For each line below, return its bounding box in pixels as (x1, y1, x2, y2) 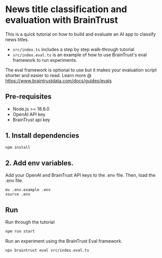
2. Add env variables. (5, 159, 74, 167)
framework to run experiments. (12, 57, 77, 63)
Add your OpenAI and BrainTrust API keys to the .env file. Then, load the (5, 172, 156, 178)
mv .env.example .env (5, 188, 51, 193)
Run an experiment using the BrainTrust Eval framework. (5, 238, 123, 244)
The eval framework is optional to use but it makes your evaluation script (5, 67, 157, 73)
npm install (5, 144, 30, 150)
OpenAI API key (12, 111, 46, 117)
